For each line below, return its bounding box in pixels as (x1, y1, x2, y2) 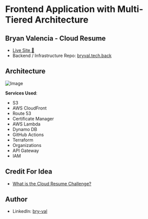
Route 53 (12, 110, 31, 116)
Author (5, 195, 27, 203)
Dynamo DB (12, 126, 37, 132)
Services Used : (5, 90, 37, 96)
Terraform (12, 136, 33, 143)
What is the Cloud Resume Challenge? (12, 180, 91, 186)
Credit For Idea (5, 167, 52, 176)
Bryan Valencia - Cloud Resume (5, 34, 106, 42)
